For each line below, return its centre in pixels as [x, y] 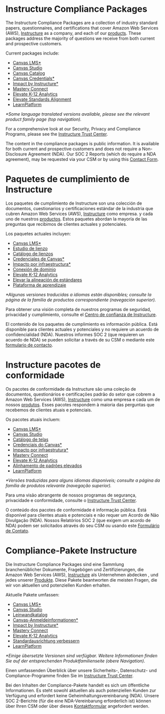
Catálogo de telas [30, 439]
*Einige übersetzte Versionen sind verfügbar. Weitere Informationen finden [82, 655]
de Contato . [17, 530]
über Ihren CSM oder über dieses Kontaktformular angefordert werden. [77, 706]
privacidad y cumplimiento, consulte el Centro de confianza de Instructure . [81, 314]
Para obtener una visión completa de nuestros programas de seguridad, [78, 309]
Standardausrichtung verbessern [46, 641]
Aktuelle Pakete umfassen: [32, 594]
